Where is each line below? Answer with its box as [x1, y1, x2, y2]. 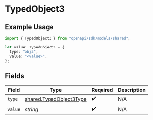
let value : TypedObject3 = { [5, 45, 65, 49]
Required [91, 87, 113, 94]
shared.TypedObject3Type [25, 96, 87, 102]
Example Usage [5, 23, 54, 31]
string [25, 106, 38, 113]
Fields [5, 72, 25, 80]
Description [117, 87, 146, 94]
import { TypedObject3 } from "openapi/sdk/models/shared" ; [5, 36, 131, 41]
